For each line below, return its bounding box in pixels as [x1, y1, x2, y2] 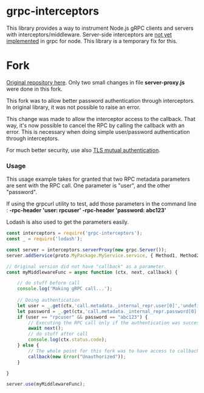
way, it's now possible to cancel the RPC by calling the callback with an [6, 122, 185, 129]
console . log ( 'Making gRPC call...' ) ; [17, 286, 113, 292]
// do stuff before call [17, 280, 80, 287]
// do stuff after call [28, 331, 88, 337]
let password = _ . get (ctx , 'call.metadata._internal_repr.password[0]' [17, 308, 200, 315]
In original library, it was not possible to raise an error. [6, 103, 141, 111]
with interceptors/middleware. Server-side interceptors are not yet [6, 30, 172, 38]
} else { [17, 343, 39, 349]
